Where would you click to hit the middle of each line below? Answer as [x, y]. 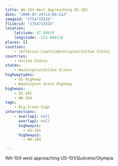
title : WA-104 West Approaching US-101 [47, 10]
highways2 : [30, 135]
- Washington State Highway [43, 84]
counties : [15, 47]
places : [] [16, 42]
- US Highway [28, 79]
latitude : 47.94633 [34, 33]
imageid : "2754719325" [29, 19]
